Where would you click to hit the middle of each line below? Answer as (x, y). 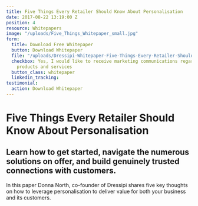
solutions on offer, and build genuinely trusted (93, 161)
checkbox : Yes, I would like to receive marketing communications (95, 61)
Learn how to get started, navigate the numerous (98, 152)
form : (13, 39)
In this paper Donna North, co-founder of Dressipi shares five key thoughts (97, 185)
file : (18, 56)
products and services (44, 67)
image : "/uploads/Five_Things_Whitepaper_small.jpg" (72, 34)
